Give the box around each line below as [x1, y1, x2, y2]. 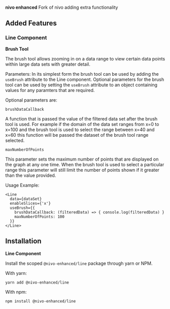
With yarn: [5, 270, 27, 276]
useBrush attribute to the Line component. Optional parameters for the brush [5, 76, 164, 82]
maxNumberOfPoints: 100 [14, 214, 65, 219]
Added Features [5, 19, 57, 27]
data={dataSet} [10, 196, 42, 201]
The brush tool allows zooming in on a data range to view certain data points [5, 55, 165, 61]
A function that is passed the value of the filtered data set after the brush [5, 115, 158, 121]
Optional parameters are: [5, 97, 57, 103]
